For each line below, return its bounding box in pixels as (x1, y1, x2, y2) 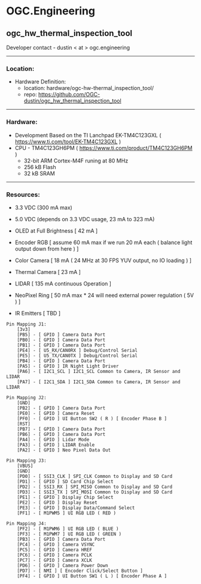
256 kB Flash (23, 163, 57, 170)
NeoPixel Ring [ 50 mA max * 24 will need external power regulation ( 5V (14, 291, 194, 299)
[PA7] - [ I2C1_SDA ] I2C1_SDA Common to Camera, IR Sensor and (17, 379, 181, 385)
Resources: (6, 190, 40, 198)
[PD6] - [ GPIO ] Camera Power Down (17, 562, 109, 568)
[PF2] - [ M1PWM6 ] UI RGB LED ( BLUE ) (17, 526, 119, 532)
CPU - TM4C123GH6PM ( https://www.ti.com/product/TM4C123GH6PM (14, 144, 193, 151)
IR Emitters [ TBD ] (14, 309, 61, 317)
